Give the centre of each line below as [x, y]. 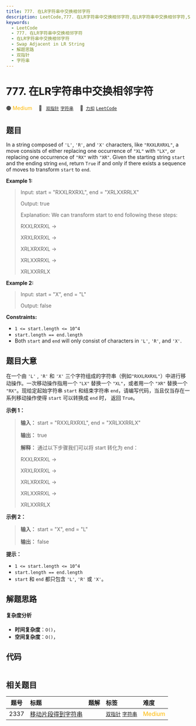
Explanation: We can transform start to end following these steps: [99, 215]
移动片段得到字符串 [56, 714]
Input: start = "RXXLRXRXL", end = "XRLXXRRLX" [80, 192]
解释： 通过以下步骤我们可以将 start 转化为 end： [79, 448]
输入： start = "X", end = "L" [54, 529]
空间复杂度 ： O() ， [36, 636]
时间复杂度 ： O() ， [36, 629]
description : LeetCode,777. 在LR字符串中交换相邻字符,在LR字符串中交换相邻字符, [97, 17]
